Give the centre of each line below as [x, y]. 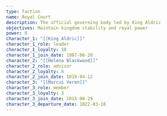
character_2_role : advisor [39, 66]
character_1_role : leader [38, 45]
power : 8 [17, 33]
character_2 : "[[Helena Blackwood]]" [52, 60]
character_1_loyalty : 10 [36, 50]
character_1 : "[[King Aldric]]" [45, 39]
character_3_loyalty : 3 [35, 93]
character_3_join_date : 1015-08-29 [50, 98]
